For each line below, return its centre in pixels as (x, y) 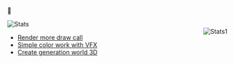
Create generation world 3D (57, 52)
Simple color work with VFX (57, 45)
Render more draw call (50, 37)
